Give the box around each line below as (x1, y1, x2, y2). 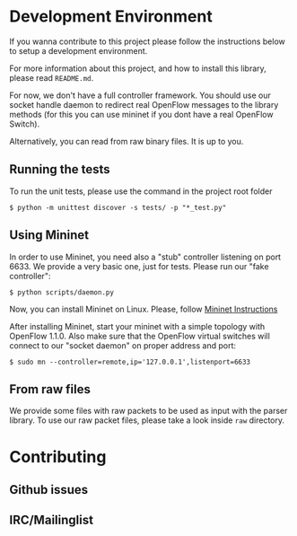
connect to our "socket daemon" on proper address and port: (9, 339, 236, 351)
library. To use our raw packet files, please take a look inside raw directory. (9, 415, 285, 426)
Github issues (9, 482, 89, 497)
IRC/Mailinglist (9, 513, 94, 528)
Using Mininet (9, 227, 90, 243)
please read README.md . (9, 72, 94, 83)
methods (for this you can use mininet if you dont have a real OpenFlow (9, 109, 274, 119)
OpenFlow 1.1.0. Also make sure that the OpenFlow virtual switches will (9, 330, 271, 341)
